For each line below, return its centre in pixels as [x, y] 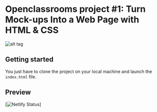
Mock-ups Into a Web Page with [72, 20]
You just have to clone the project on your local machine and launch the [79, 71]
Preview [18, 92]
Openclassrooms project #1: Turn [76, 9]
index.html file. [21, 77]
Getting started [29, 60]
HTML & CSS [32, 30]
